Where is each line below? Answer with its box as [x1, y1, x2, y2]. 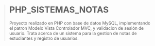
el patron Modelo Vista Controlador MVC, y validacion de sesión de [9, 25, 144, 31]
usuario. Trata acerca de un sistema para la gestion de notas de [9, 30, 137, 36]
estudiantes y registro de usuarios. [9, 35, 79, 41]
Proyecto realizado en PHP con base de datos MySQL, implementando [9, 20, 151, 26]
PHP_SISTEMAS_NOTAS [9, 4, 109, 15]
